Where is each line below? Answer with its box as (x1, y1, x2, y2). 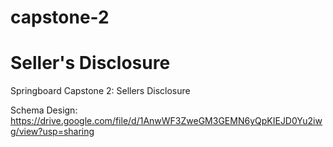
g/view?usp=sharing (10, 126, 95, 138)
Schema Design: (10, 104, 78, 116)
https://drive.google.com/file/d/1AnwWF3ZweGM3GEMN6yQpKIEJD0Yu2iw (10, 115, 323, 127)
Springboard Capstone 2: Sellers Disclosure (10, 85, 191, 97)
